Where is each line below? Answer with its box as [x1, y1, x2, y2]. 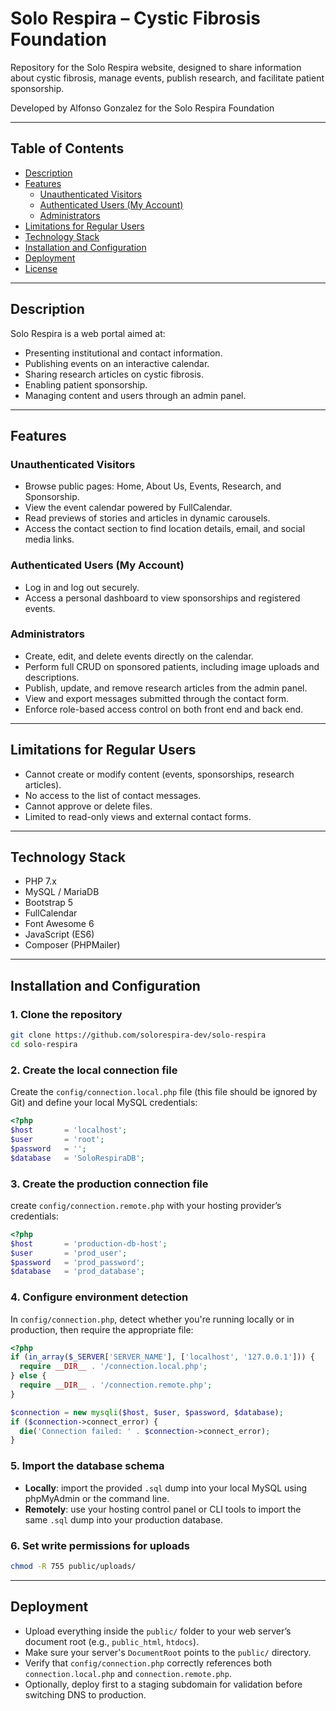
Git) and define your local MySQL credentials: [10, 1097, 198, 1109]
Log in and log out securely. [24, 581, 140, 593]
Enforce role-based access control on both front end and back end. [24, 703, 304, 715]
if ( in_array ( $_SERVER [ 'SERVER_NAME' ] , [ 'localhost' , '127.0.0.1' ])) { [10, 1352, 315, 1362]
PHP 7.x [24, 875, 57, 887]
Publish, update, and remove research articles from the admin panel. [24, 682, 308, 694]
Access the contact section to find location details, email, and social [24, 523, 306, 535]
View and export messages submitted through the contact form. [24, 692, 289, 704]
